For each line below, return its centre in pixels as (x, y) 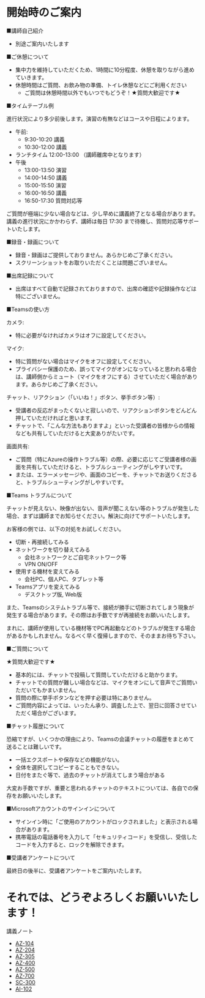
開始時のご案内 (44, 13)
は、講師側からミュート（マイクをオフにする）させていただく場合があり (106, 377)
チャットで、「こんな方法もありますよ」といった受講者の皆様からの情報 (105, 426)
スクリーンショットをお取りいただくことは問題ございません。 (93, 262)
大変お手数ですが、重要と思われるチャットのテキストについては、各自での (100, 788)
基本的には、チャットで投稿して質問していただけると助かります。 (98, 675)
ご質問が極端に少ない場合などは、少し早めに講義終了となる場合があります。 (102, 213)
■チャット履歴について (36, 726)
